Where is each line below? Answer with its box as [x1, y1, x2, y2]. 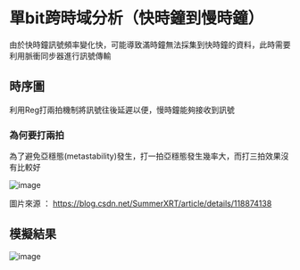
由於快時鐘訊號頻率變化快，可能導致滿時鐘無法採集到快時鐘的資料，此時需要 [9, 39, 291, 50]
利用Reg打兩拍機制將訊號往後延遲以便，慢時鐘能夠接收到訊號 [9, 104, 235, 115]
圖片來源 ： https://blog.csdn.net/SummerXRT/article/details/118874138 [9, 198, 272, 209]
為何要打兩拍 [9, 128, 65, 141]
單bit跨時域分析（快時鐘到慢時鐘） [9, 8, 264, 29]
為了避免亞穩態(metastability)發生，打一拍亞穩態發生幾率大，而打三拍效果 [9, 151, 281, 161]
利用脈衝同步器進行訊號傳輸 [9, 50, 112, 61]
